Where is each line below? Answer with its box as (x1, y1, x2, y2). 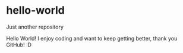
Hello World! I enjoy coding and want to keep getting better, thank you (6, 35, 178, 42)
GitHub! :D (6, 41, 31, 48)
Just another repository (6, 23, 64, 30)
